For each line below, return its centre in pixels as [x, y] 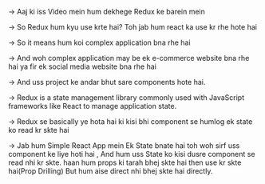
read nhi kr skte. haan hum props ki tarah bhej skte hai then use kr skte [125, 162]
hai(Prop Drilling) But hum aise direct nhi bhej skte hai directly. [111, 171]
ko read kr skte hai [39, 130]
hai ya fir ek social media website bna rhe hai [83, 66]
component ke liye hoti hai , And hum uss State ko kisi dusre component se [132, 154]
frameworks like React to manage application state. [93, 106]
